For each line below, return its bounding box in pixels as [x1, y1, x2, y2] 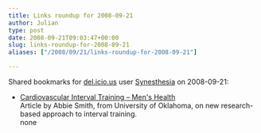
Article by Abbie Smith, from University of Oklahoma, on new [19, 101, 220, 110]
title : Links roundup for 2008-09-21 [8, 11, 134, 20]
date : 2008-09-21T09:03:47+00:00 [8, 33, 119, 42]
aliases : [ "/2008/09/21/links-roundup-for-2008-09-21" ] [8, 48, 197, 56]
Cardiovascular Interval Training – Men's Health [19, 93, 176, 101]
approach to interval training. [42, 109, 138, 119]
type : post [8, 26, 45, 34]
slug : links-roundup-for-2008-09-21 [8, 41, 130, 49]
